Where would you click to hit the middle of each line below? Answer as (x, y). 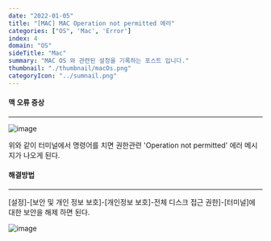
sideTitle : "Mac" (38, 53)
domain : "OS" (30, 46)
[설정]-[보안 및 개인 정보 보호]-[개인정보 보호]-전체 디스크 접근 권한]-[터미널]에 (132, 202)
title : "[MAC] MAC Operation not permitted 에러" (92, 23)
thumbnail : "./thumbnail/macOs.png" (70, 69)
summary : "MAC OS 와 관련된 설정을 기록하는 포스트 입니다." (99, 61)
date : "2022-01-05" (41, 16)
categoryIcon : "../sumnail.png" (63, 76)
